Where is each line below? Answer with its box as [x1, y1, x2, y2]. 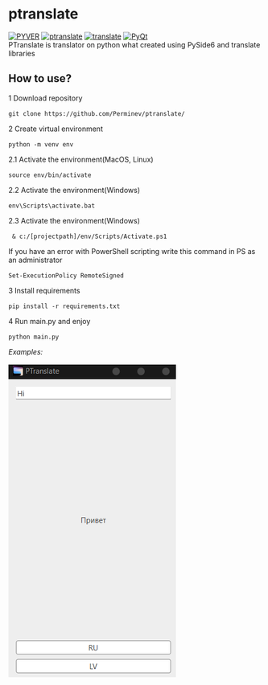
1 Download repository [8, 93, 83, 103]
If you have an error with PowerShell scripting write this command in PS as [8, 246, 256, 256]
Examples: [8, 347, 43, 356]
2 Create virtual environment [8, 124, 103, 133]
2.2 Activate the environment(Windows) [8, 185, 141, 195]
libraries [8, 48, 35, 58]
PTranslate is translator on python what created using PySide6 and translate [8, 39, 261, 49]
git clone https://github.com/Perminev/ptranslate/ [8, 109, 185, 117]
